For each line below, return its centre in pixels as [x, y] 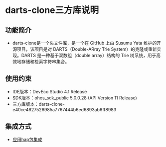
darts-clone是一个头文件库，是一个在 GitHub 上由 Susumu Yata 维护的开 [86, 43]
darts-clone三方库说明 [52, 10]
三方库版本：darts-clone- [38, 104]
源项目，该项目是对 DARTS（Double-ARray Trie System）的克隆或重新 [84, 49]
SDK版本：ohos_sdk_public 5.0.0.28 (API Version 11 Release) [75, 98]
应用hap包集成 [27, 139]
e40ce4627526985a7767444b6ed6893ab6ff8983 [64, 109]
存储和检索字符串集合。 [45, 62]
